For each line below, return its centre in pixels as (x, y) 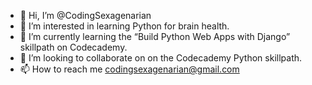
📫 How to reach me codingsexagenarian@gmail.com (129, 69)
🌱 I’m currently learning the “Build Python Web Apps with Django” (155, 36)
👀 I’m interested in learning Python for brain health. (124, 26)
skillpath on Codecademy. (73, 47)
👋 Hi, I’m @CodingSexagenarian (85, 15)
